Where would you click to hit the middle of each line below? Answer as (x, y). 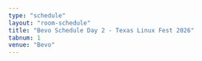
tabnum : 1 (25, 38)
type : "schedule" (37, 15)
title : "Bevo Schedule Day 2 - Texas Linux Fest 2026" (101, 30)
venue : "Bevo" (32, 45)
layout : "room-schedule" (50, 23)
